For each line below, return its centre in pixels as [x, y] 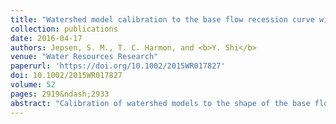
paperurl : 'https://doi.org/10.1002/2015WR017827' [118, 66]
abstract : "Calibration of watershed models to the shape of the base [160, 103]
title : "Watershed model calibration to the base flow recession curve [162, 19]
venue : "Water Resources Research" [84, 57]
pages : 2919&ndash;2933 [60, 94]
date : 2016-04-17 [46, 38]
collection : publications [64, 29]
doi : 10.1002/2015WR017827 [66, 76]
